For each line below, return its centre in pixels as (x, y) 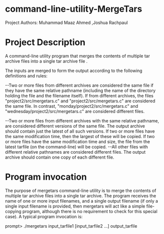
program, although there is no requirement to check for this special (90, 211)
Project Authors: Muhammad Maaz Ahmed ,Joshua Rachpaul (67, 23)
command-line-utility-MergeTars (74, 9)
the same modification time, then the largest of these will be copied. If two (80, 136)
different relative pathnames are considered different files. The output (75, 152)
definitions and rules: (26, 76)
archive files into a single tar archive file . (47, 61)
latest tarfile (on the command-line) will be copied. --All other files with (77, 147)
